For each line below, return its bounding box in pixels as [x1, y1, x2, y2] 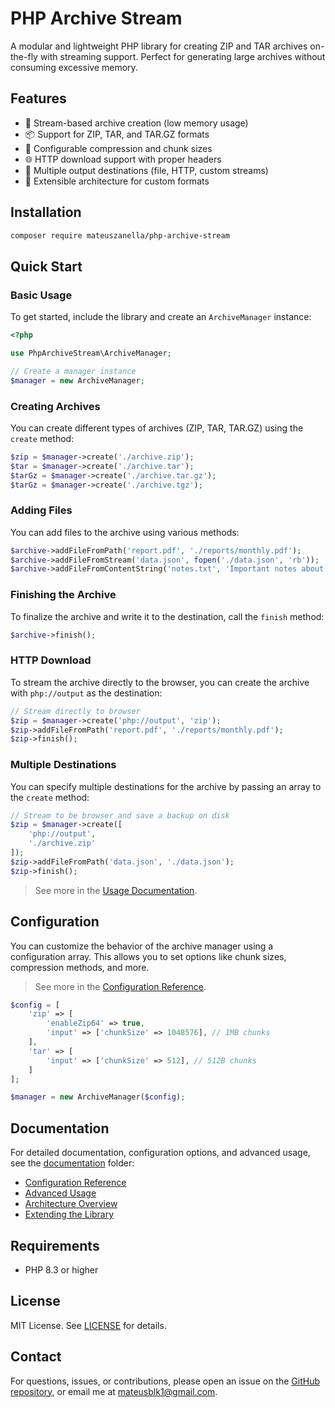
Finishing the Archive [10, 588, 117, 602]
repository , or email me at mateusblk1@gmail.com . [10, 1385, 218, 1397]
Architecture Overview [24, 1198, 118, 1210]
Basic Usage [10, 288, 73, 302]
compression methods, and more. [10, 961, 150, 973]
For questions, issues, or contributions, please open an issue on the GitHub [10, 1375, 320, 1387]
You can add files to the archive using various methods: [10, 526, 240, 538]
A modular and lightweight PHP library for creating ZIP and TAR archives [10, 40, 308, 52]
